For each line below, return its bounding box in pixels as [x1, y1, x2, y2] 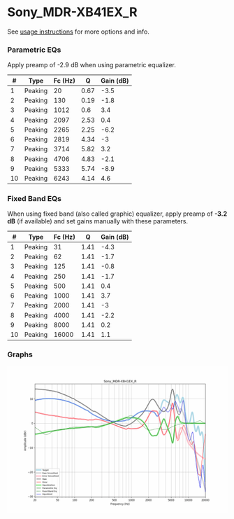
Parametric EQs [7, 45, 61, 55]
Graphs [7, 350, 33, 359]
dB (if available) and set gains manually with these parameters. [7, 217, 189, 226]
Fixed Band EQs [7, 193, 61, 203]
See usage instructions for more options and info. [7, 27, 150, 36]
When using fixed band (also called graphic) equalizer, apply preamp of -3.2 [7, 209, 228, 218]
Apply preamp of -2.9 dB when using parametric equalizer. [7, 61, 177, 69]
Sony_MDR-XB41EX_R [7, 4, 138, 20]
